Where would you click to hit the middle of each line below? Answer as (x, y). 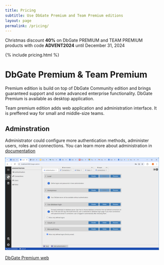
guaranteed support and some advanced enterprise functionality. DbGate (79, 93)
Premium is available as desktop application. (50, 99)
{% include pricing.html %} (32, 55)
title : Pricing (20, 10)
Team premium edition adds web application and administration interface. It (81, 108)
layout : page (18, 21)
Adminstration (27, 129)
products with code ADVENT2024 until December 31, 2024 (65, 45)
